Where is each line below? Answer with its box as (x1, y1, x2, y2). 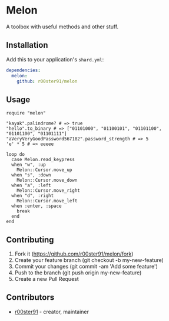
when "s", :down (11, 172, 51, 178)
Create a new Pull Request (14, 276, 79, 282)
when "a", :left (11, 182, 51, 189)
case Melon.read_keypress (11, 157, 75, 163)
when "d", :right (11, 193, 54, 199)
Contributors (6, 293, 55, 303)
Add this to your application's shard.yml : (6, 55, 104, 63)
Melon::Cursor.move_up (16, 167, 72, 173)
